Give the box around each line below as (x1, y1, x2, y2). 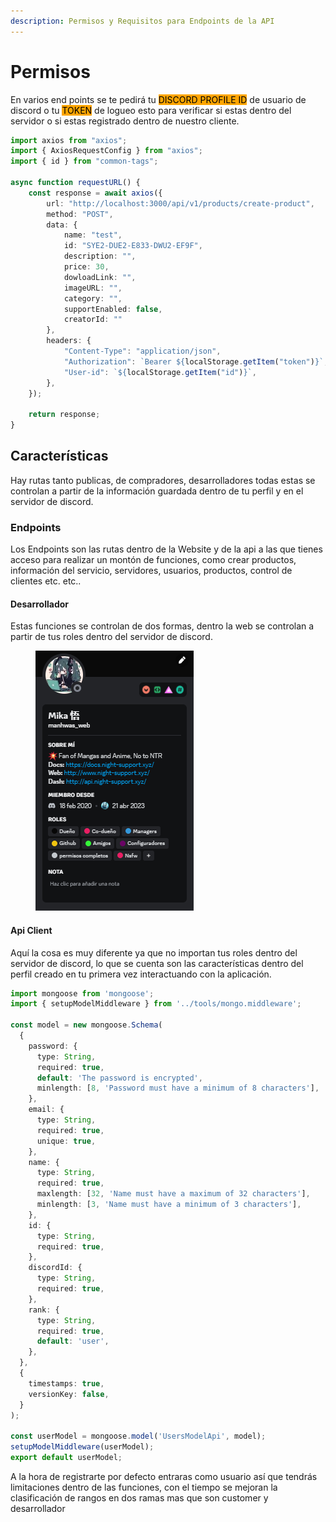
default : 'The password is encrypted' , (36, 1073, 203, 1083)
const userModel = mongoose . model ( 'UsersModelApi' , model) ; (10, 1431, 267, 1442)
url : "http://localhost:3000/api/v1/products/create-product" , (46, 198, 315, 209)
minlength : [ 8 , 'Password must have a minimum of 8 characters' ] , (36, 1083, 320, 1094)
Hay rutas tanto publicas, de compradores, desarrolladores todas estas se (10, 474, 316, 486)
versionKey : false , (28, 1389, 110, 1399)
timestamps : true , (28, 1378, 105, 1389)
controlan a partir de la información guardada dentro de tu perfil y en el (10, 485, 304, 497)
